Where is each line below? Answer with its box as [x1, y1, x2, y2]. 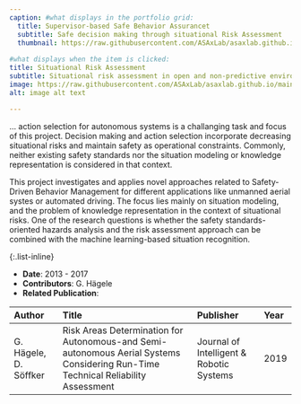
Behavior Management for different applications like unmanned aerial [35, 186, 291, 197]
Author [13, 309, 45, 321]
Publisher [196, 309, 239, 321]
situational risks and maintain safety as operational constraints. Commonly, [9, 140, 286, 151]
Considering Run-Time [62, 357, 159, 370]
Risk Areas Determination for [62, 324, 184, 337]
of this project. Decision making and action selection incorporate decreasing [9, 130, 291, 141]
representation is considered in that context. [9, 159, 173, 170]
